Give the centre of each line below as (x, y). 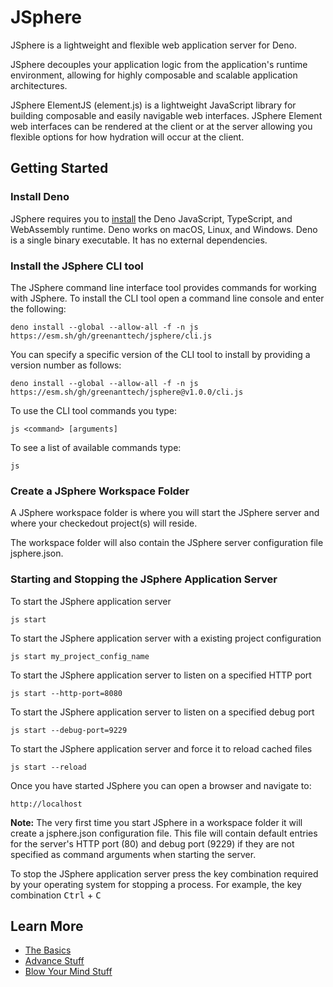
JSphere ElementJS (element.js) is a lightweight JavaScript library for (153, 105)
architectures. (39, 85)
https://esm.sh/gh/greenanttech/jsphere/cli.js (111, 336)
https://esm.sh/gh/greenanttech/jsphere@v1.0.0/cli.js (127, 392)
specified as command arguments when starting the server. (133, 854)
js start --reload (48, 767)
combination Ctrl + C (56, 895)
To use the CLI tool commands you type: (94, 410)
